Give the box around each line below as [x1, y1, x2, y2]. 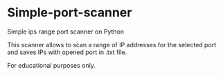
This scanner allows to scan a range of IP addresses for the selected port [7, 40, 217, 49]
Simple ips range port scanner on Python [7, 27, 125, 36]
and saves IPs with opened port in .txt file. [7, 48, 127, 56]
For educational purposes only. [7, 61, 96, 69]
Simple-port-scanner [7, 5, 132, 21]
